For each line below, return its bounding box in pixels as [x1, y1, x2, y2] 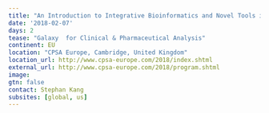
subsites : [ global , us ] [8, 93, 88, 101]
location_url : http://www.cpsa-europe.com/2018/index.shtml [8, 56, 214, 64]
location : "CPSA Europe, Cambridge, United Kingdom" [8, 49, 188, 56]
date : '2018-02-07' [8, 19, 74, 27]
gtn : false [8, 78, 45, 86]
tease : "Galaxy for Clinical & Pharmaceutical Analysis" [8, 33, 206, 42]
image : [8, 71, 30, 79]
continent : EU [8, 41, 56, 49]
